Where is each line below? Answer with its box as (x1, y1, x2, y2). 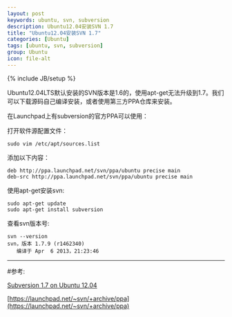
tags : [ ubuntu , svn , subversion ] (7, 42, 104, 49)
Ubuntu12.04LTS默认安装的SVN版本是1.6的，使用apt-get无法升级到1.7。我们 (7, 88, 224, 97)
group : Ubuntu (7, 49, 48, 56)
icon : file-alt (7, 55, 51, 62)
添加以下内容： (7, 153, 50, 161)
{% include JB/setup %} (7, 74, 76, 82)
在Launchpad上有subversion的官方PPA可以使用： (7, 111, 148, 120)
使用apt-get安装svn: (7, 186, 65, 194)
